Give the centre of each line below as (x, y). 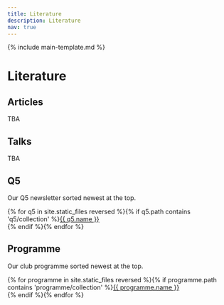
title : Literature (34, 14)
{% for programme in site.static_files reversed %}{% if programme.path (112, 279)
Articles (26, 102)
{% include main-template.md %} (56, 48)
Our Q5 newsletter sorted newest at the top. (72, 198)
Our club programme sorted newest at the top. (75, 266)
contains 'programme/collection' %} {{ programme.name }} (94, 287)
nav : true (22, 27)
